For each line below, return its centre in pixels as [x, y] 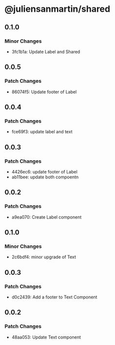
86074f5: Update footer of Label [44, 92]
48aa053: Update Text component [46, 337]
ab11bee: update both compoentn [45, 177]
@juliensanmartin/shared [57, 9]
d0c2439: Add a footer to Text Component [54, 297]
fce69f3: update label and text [42, 132]
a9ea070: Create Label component [47, 217]
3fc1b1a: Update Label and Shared [46, 51]
